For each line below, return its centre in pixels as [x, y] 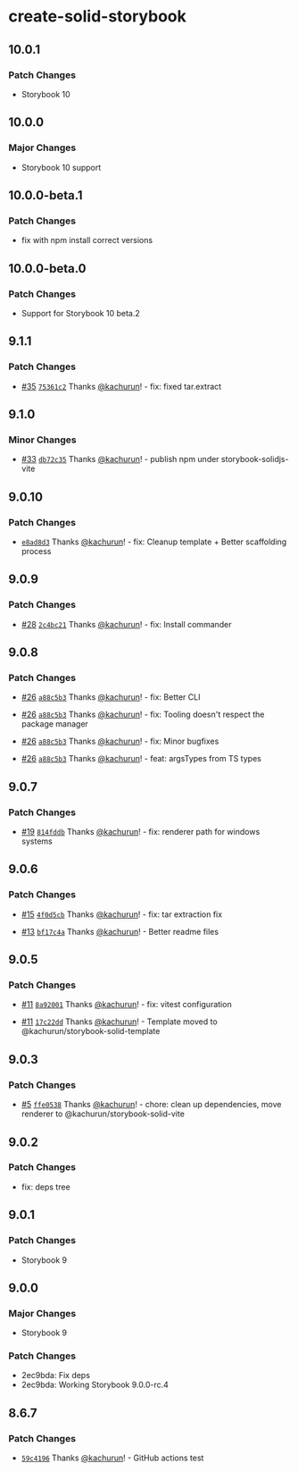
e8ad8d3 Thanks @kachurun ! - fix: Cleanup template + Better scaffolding [154, 542]
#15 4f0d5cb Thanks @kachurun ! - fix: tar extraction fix [122, 914]
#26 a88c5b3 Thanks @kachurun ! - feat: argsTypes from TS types [141, 759]
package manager [54, 724]
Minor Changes [42, 440]
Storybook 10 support [61, 167]
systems [37, 841]
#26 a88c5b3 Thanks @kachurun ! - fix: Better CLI [111, 697]
